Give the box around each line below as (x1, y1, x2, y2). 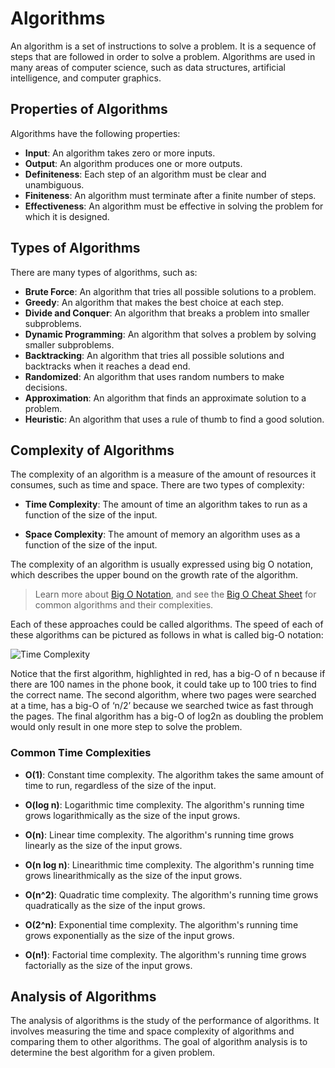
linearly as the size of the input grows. (24, 839, 183, 851)
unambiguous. (24, 178, 85, 191)
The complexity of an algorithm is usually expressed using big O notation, (10, 558, 313, 571)
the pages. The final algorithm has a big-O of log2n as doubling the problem (10, 710, 324, 722)
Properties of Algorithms (10, 101, 168, 118)
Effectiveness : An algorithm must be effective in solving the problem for (24, 200, 324, 212)
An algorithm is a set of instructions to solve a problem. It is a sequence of (10, 40, 317, 52)
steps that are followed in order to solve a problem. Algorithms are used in (10, 50, 316, 62)
